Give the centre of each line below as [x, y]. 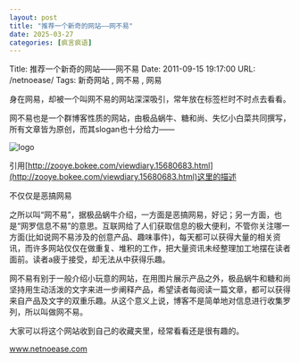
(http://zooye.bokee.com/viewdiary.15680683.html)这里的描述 [123, 177]
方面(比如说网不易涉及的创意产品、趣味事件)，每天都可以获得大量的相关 [142, 237]
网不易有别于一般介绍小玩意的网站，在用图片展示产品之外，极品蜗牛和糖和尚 [150, 279]
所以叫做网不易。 [56, 312]
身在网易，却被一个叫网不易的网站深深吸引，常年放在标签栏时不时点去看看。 [150, 99]
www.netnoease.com [48, 349]
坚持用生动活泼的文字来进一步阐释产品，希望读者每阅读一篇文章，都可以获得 [150, 290]
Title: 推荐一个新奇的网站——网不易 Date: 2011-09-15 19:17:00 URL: [133, 69]
